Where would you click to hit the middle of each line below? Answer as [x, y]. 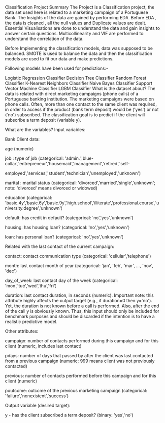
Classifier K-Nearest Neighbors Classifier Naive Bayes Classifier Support [79, 83]
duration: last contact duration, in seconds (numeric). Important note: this [80, 295]
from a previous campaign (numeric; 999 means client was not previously [80, 361]
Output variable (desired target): [38, 405]
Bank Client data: [22, 139]
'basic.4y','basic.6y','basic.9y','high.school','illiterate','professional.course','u [82, 203]
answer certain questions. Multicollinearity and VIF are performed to [74, 33]
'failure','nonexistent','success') [37, 396]
